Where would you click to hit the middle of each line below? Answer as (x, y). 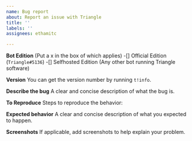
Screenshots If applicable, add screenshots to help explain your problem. (96, 132)
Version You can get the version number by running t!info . (79, 80)
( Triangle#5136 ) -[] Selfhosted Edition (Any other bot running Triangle (91, 62)
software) (18, 68)
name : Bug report (27, 12)
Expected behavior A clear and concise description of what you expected (96, 114)
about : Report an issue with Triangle (54, 17)
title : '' (18, 23)
